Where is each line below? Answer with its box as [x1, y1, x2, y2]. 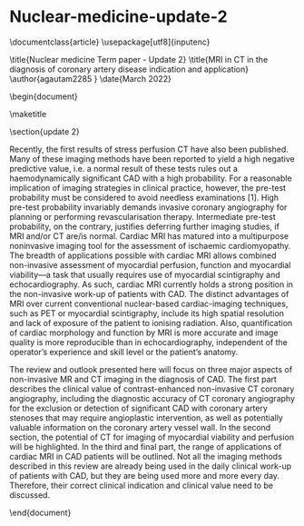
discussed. [9, 489, 51, 501]
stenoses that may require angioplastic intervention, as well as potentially [9, 412, 283, 423]
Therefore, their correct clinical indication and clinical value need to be [9, 480, 274, 491]
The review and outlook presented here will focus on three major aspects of [9, 363, 293, 374]
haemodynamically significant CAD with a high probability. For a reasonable [9, 173, 292, 184]
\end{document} [9, 507, 72, 518]
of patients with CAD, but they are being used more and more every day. [9, 470, 279, 481]
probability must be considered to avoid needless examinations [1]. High [9, 192, 279, 203]
